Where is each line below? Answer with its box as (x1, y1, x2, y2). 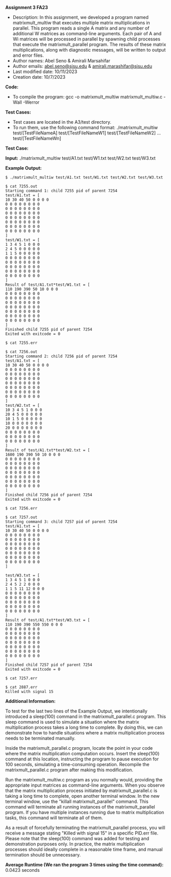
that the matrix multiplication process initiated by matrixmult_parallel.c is (5, 788, 157, 794)
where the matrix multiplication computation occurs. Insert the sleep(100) (5, 751, 160, 756)
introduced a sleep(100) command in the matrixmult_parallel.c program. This (5, 713, 166, 720)
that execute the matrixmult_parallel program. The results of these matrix (12, 41, 166, 48)
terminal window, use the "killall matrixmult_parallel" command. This (5, 798, 149, 804)
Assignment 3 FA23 (5, 5, 48, 10)
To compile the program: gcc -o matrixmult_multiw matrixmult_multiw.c (12, 94, 162, 100)
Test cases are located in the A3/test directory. (12, 119, 111, 125)
